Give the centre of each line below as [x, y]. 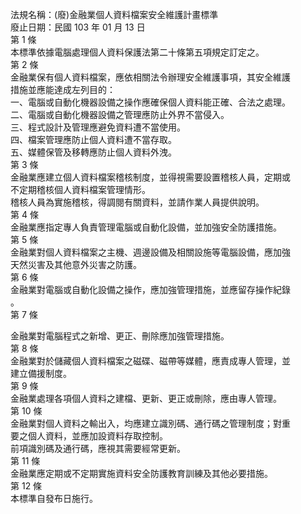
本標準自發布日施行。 [54, 498]
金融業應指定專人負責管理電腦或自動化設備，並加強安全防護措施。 [146, 227]
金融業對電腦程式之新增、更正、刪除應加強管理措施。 [120, 336]
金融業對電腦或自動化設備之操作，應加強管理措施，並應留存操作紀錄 [150, 289]
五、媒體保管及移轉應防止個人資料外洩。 [93, 152]
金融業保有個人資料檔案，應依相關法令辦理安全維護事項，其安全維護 [150, 77]
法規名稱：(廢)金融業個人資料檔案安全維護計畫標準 [114, 14]
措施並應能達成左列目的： [63, 89]
